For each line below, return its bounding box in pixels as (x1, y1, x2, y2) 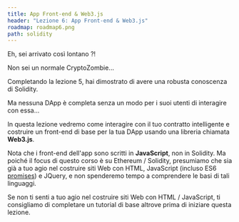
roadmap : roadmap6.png (7, 23, 75, 31)
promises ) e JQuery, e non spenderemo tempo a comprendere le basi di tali (7, 171, 230, 180)
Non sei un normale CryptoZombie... (7, 63, 114, 72)
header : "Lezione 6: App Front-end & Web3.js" (7, 17, 148, 24)
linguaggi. (7, 179, 37, 188)
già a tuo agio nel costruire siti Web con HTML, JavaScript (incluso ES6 (7, 164, 217, 173)
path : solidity (7, 30, 53, 38)
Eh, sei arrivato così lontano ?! (7, 50, 96, 58)
